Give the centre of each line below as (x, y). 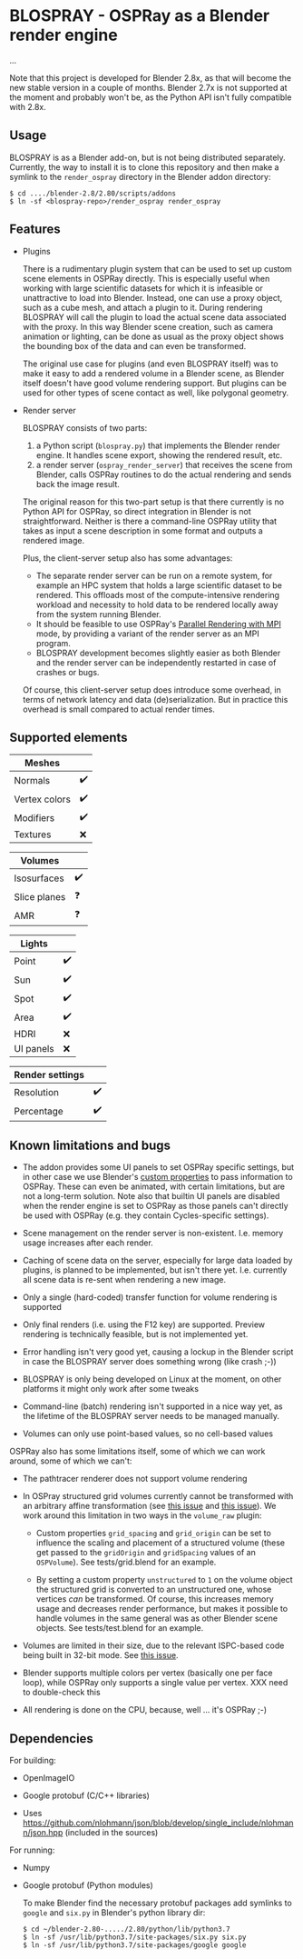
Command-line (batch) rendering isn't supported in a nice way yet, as (152, 1406)
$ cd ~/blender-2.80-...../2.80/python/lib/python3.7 (126, 1929)
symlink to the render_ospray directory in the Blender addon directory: (140, 176)
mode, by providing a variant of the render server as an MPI (148, 634)
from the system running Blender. (98, 614)
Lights (34, 944)
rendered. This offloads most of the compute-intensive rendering (157, 595)
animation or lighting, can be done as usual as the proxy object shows (153, 336)
